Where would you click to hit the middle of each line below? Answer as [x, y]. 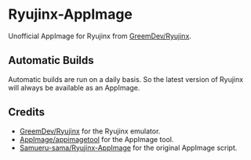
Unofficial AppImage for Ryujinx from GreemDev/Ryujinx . [100, 36]
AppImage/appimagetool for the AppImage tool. [96, 139]
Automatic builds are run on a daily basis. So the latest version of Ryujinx [126, 79]
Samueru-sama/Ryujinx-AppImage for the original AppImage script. [128, 148]
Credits [27, 112]
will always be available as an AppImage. [74, 87]
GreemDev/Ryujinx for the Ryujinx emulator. [90, 131]
